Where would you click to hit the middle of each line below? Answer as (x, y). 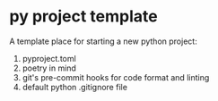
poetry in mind (49, 68)
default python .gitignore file (75, 87)
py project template (84, 17)
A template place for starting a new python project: (103, 41)
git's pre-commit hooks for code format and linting (116, 77)
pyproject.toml (49, 58)
